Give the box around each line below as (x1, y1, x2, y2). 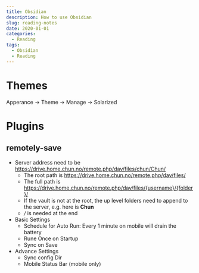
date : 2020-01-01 (6, 25, 49, 32)
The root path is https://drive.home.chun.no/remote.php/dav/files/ (23, 171, 186, 179)
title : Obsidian (6, 8, 46, 15)
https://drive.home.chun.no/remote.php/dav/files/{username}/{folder (23, 184, 194, 191)
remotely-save (6, 143, 62, 153)
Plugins (6, 119, 45, 133)
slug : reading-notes (6, 20, 58, 26)
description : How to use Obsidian (6, 14, 92, 20)
